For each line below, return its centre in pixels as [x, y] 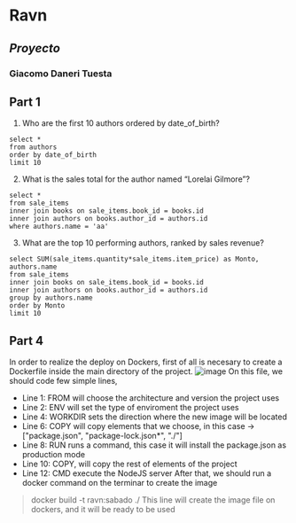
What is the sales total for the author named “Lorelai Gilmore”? [136, 179]
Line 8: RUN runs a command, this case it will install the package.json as [154, 445]
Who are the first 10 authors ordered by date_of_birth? [121, 123]
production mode [54, 455]
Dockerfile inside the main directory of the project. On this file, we [146, 371]
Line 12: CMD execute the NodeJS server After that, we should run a [147, 473]
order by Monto [37, 306]
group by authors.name [51, 298]
